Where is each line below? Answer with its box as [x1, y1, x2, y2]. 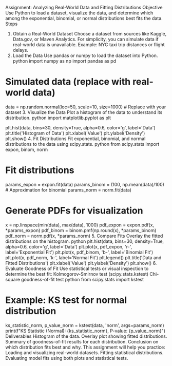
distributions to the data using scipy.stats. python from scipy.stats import [5, 141, 160, 147]
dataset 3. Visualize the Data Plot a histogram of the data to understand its [5, 109, 163, 115]
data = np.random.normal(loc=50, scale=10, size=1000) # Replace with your [5, 104, 166, 110]
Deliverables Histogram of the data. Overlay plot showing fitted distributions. [5, 333, 167, 339]
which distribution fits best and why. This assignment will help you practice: [5, 344, 165, 350]
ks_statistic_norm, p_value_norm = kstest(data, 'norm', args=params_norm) [5, 322, 164, 328]
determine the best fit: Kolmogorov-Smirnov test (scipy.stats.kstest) [5, 271, 149, 277]
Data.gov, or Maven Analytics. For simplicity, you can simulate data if [12, 36, 159, 42]
